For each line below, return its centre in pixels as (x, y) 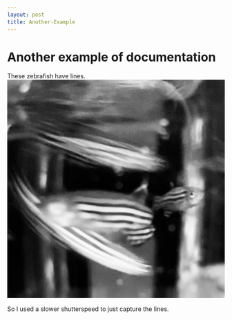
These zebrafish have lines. (46, 76)
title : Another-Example (41, 22)
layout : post (26, 15)
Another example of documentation (112, 57)
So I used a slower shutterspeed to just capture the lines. (88, 309)
